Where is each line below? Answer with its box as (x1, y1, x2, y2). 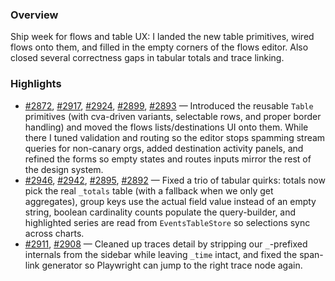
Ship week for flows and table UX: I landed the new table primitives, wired (10, 31, 315, 43)
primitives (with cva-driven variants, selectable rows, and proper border (24, 110, 322, 122)
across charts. (24, 227, 85, 239)
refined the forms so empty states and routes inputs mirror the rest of (24, 153, 312, 165)
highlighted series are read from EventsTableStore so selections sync (24, 216, 311, 228)
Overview (10, 8, 59, 22)
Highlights (10, 77, 62, 91)
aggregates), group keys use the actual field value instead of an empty (24, 195, 317, 207)
